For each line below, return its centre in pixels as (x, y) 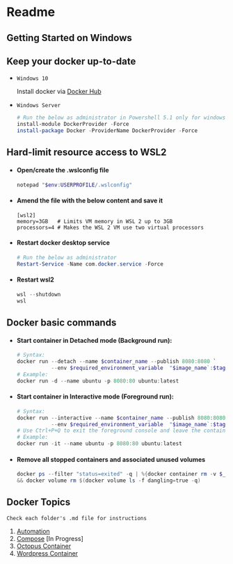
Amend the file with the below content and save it (90, 201)
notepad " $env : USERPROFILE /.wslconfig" (74, 185)
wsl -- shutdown (39, 294)
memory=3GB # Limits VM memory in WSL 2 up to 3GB (95, 221)
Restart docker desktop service (63, 243)
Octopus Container (44, 546)
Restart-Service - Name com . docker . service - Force (90, 264)
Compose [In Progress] (50, 538)
